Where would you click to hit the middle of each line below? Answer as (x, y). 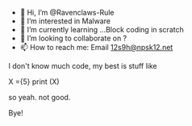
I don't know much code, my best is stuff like (83, 66)
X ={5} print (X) (34, 82)
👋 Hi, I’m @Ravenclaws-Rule (67, 13)
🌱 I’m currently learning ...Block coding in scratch (102, 29)
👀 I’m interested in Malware (65, 21)
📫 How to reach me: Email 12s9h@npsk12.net (96, 47)
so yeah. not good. (40, 97)
